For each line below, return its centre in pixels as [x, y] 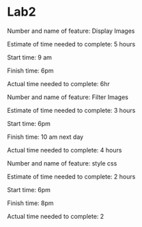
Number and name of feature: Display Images [71, 31]
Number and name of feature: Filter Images [68, 97]
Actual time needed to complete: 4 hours [65, 150]
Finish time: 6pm [30, 70]
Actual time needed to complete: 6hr [59, 83]
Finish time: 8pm [30, 203]
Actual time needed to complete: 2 [56, 216]
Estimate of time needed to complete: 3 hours [71, 110]
